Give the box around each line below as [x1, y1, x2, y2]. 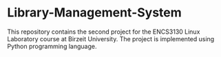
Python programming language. [7, 42, 97, 50]
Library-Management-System [7, 5, 182, 21]
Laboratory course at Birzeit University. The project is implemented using [7, 34, 215, 43]
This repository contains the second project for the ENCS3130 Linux [7, 27, 200, 36]
